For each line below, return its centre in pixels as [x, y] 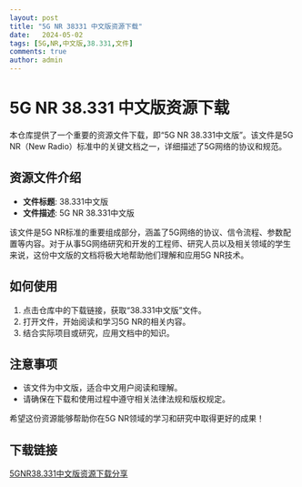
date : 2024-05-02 [46, 35]
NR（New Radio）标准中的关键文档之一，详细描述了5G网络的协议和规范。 [148, 146]
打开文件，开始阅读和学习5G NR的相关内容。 [106, 321]
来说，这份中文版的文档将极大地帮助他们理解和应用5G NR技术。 [129, 255]
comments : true [38, 52]
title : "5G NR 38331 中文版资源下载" [76, 26]
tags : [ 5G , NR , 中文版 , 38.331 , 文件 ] [71, 43]
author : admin [36, 60]
